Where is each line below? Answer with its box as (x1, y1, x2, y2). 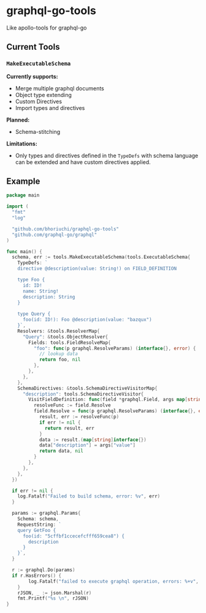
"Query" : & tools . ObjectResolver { (22, 334, 109, 340)
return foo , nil (39, 357, 81, 363)
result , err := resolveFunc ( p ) (39, 414, 120, 420)
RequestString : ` (17, 521, 62, 528)
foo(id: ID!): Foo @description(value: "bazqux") (22, 317, 152, 323)
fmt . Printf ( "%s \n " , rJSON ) (17, 595, 89, 602)
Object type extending (15, 91, 72, 98)
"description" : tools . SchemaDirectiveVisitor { (22, 391, 144, 397)
